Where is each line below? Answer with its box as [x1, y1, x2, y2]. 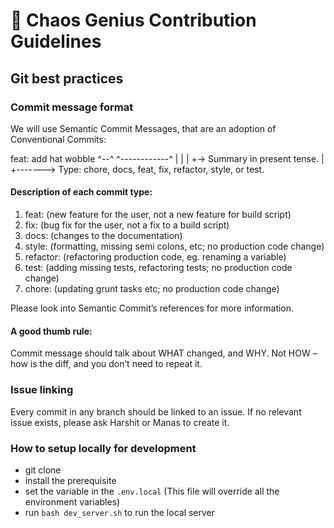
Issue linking [10, 383, 74, 397]
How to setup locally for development [10, 441, 197, 455]
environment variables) [24, 495, 121, 508]
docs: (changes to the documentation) [24, 230, 183, 242]
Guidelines [10, 30, 102, 53]
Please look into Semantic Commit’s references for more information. [10, 302, 295, 314]
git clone [24, 464, 62, 476]
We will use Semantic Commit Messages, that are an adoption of [10, 122, 277, 134]
